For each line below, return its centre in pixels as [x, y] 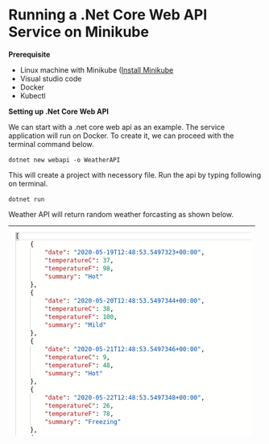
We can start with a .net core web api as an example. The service [117, 127]
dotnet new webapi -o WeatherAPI [64, 160]
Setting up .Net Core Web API [58, 111]
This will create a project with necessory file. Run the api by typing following [135, 174]
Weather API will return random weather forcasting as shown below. [121, 214]
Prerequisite [29, 54]
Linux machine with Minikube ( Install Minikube [97, 69]
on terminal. [28, 183]
